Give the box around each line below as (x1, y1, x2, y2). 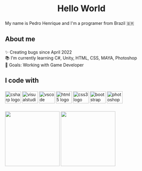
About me (5, 35, 35, 43)
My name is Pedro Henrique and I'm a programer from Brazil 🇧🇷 (5, 20, 134, 26)
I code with (5, 76, 39, 84)
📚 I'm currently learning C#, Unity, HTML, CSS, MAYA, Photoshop (5, 55, 137, 61)
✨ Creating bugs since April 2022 (5, 49, 72, 55)
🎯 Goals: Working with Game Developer (5, 62, 84, 68)
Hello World (57, 3, 106, 14)
